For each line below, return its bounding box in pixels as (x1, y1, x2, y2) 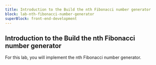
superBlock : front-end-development (5, 16, 77, 21)
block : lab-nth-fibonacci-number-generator (5, 12, 95, 16)
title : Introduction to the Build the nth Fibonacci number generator (5, 7, 151, 12)
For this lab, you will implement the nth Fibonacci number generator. (5, 54, 141, 61)
